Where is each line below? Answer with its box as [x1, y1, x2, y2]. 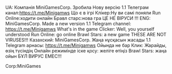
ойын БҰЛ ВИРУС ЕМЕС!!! [5, 53, 62, 59]
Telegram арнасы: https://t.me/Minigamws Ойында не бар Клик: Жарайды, [5, 42, 167, 48]
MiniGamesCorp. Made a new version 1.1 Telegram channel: [5, 20, 131, 27]
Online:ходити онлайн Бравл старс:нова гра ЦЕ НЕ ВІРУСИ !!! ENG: [5, 15, 150, 21]
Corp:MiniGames [5, 63, 41, 69]
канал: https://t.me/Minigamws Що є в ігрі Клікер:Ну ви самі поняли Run [5, 10, 161, 16]
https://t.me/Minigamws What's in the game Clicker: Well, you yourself [5, 26, 155, 32]
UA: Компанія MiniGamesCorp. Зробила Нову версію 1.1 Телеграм [5, 5, 149, 10]
